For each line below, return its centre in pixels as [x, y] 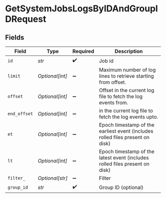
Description [129, 51]
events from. [113, 103]
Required [83, 51]
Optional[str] [53, 178]
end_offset [20, 114]
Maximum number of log [127, 70]
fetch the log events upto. [128, 117]
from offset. [112, 82]
